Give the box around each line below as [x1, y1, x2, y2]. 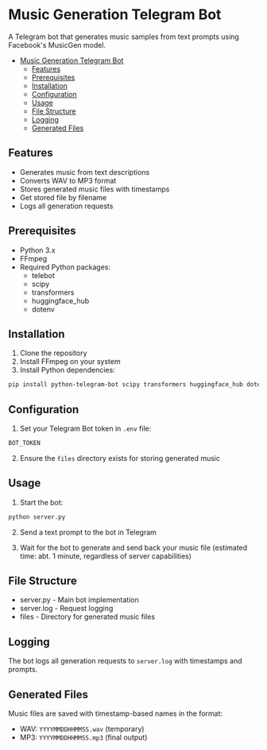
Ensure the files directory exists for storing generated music [19, 453, 221, 462]
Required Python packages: [19, 262, 111, 272]
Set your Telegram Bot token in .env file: [19, 423, 152, 434]
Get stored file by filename [19, 192, 107, 202]
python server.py [8, 512, 66, 521]
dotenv [31, 304, 56, 314]
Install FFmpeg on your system [19, 357, 121, 366]
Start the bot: [19, 497, 64, 507]
